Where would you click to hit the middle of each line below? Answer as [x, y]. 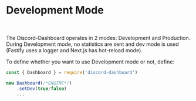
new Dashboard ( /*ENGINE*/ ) [39, 83]
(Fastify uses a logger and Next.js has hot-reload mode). [74, 50]
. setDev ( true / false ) [42, 89]
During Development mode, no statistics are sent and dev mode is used [92, 44]
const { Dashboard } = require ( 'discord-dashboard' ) [72, 72]
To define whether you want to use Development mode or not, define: [90, 62]
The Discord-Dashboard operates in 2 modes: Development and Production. [98, 38]
